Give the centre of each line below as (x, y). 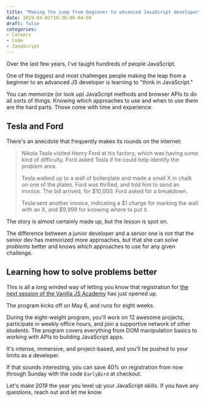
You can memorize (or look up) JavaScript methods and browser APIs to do (102, 94)
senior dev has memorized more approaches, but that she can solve (93, 239)
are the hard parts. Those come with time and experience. (80, 107)
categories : (21, 29)
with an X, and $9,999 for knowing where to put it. (85, 209)
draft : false (23, 23)
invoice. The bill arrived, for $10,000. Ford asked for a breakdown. (105, 191)
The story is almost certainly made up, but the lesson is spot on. (87, 221)
